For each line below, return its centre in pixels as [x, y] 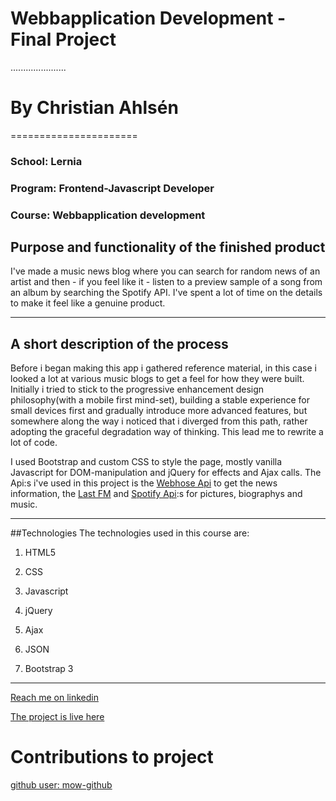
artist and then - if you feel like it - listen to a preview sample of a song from [166, 282]
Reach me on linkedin [54, 698]
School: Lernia [46, 161]
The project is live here [57, 717]
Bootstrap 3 [49, 669]
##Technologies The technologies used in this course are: [130, 533]
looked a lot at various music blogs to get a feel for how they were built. [157, 379]
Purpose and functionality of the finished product [168, 247]
